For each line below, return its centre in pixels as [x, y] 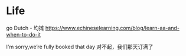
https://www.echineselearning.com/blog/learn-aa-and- [112, 28]
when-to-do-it [24, 34]
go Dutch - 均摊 [25, 28]
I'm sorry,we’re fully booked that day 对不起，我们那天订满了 [80, 47]
